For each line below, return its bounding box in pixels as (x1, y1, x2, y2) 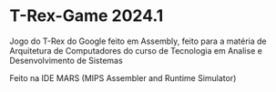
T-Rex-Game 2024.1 (9, 5, 164, 26)
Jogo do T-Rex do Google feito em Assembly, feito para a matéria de (9, 36, 267, 46)
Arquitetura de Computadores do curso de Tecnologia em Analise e (9, 45, 262, 56)
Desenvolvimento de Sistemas (9, 55, 123, 66)
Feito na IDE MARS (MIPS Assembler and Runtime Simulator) (9, 72, 237, 83)
